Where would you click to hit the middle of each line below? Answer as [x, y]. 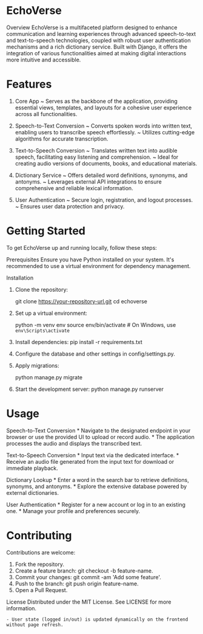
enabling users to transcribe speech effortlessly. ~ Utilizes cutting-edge [105, 132]
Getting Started [46, 231]
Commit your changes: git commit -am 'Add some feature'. [88, 577]
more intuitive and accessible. [44, 60]
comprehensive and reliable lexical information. [74, 188]
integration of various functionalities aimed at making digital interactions [96, 53]
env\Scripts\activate [42, 331]
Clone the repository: [42, 289]
